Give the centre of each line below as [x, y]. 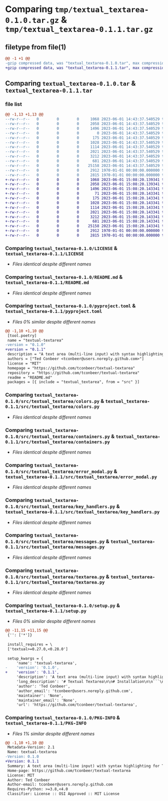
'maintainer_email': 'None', [47, 700]
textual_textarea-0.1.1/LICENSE [44, 254]
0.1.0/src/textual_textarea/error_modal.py [59, 471]
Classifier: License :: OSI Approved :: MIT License [63, 794]
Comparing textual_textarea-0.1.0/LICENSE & [61, 248]
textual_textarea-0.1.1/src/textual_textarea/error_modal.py [81, 477]
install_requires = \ [30, 644]
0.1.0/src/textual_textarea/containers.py [57, 436]
